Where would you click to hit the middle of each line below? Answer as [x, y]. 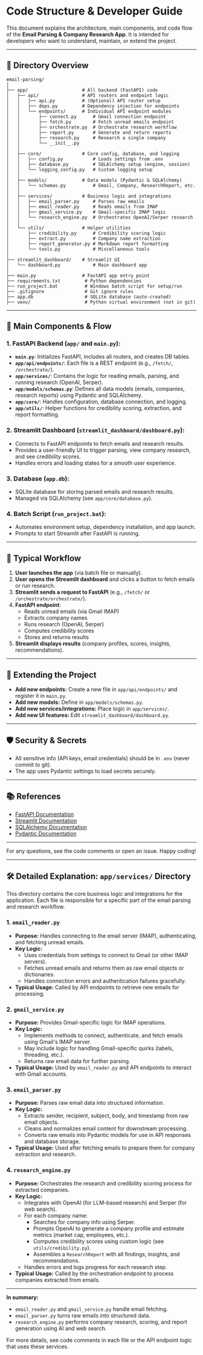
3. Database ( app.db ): [38, 479]
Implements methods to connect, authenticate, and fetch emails [103, 1035]
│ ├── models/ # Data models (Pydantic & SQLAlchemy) [94, 180]
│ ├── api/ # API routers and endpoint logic [88, 95]
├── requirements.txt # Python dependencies [74, 281]
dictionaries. [40, 974]
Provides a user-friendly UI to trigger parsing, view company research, [103, 450]
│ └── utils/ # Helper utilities [69, 228]
